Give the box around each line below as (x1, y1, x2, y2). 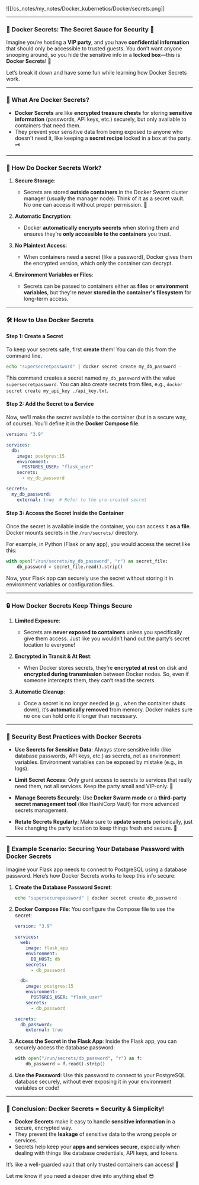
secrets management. (14, 807, 68, 814)
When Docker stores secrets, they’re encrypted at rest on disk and (23, 664, 188, 671)
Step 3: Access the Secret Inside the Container (6, 509, 124, 517)
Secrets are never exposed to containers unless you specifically (23, 628, 182, 635)
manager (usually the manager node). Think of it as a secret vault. (23, 195, 185, 202)
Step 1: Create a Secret (6, 333, 63, 340)
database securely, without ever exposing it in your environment (14, 1078, 172, 1086)
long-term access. (23, 295, 69, 302)
